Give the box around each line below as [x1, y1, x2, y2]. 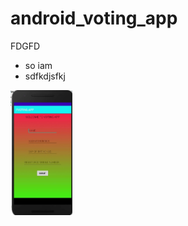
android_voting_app [10, 7, 178, 30]
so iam [24, 59, 53, 71]
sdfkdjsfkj [24, 70, 66, 82]
